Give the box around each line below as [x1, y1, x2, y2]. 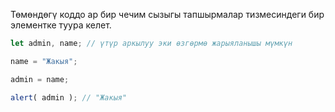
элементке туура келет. [10, 19, 112, 31]
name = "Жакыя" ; [10, 56, 78, 66]
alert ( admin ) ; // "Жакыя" [10, 92, 128, 103]
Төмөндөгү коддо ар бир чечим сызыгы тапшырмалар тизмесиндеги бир [10, 9, 325, 20]
